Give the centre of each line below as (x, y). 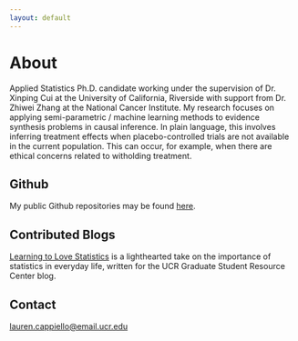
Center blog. (33, 276)
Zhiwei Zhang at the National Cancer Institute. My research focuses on (142, 107)
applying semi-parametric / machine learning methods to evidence (134, 117)
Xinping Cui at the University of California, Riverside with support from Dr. (148, 97)
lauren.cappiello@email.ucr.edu (69, 326)
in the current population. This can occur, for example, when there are (141, 145)
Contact (33, 304)
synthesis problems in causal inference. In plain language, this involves (143, 126)
